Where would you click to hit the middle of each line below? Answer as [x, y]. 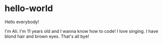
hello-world [29, 8]
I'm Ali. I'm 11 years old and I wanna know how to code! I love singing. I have [81, 31]
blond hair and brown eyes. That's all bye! [47, 36]
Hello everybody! [22, 22]
